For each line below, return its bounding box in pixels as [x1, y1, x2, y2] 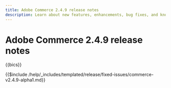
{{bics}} [5, 62, 22, 68]
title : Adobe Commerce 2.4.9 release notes [5, 7, 99, 13]
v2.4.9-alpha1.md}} [5, 77, 46, 83]
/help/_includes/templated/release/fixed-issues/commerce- [28, 72, 154, 78]
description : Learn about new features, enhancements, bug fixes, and [5, 12, 158, 17]
